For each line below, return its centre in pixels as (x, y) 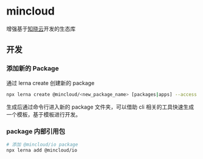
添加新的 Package (33, 69)
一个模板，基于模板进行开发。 (43, 114)
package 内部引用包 (36, 132)
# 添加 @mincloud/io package (42, 144)
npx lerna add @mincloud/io (42, 150)
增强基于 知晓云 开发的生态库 (41, 29)
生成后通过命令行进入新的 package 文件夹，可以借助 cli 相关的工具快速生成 (100, 107)
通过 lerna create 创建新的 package (50, 83)
